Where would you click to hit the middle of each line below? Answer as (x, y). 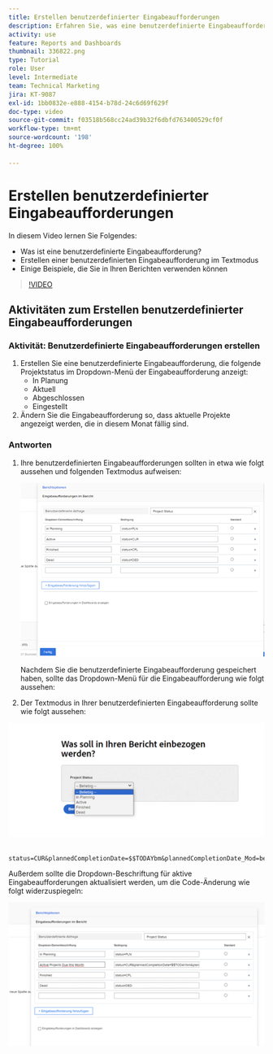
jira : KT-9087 (32, 94)
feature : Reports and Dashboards (65, 43)
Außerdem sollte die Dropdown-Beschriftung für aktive (100, 873)
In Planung (50, 381)
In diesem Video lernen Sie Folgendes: (73, 235)
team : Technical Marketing (54, 85)
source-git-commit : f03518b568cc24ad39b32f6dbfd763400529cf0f (116, 120)
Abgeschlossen (58, 398)
